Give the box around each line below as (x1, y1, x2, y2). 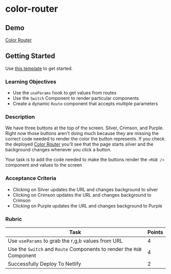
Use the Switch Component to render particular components (12, 95, 139, 101)
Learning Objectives (5, 78, 57, 85)
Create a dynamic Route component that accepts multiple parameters (12, 101, 158, 107)
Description (5, 113, 35, 121)
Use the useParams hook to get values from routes (12, 90, 117, 96)
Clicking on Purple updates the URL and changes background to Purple (12, 202, 163, 209)
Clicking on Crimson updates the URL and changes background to (12, 192, 152, 198)
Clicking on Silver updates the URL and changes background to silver (12, 186, 158, 192)
